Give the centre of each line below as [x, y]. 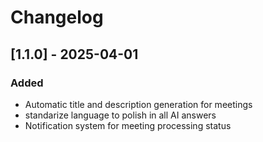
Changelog [57, 17]
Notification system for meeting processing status [128, 125]
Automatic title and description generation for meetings [138, 104]
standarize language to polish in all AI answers [120, 115]
